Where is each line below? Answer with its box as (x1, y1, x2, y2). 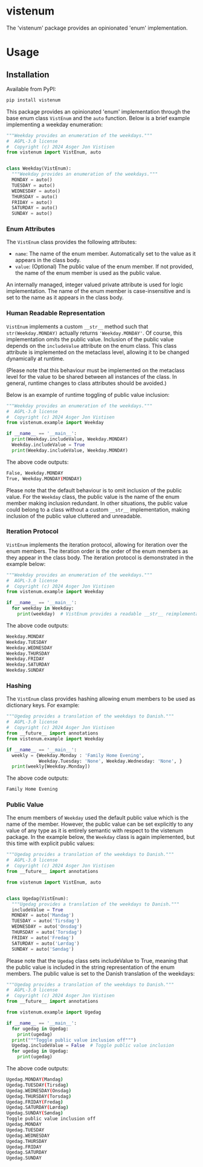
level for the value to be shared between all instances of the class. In (6, 373, 177, 380)
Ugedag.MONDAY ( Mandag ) (6, 1076, 63, 1082)
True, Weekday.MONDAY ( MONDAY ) (6, 475, 83, 481)
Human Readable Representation (6, 309, 105, 318)
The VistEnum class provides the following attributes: (6, 239, 137, 246)
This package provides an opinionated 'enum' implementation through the (6, 108, 190, 115)
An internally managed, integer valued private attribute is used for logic (6, 281, 184, 288)
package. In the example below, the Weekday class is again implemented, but (6, 834, 195, 841)
